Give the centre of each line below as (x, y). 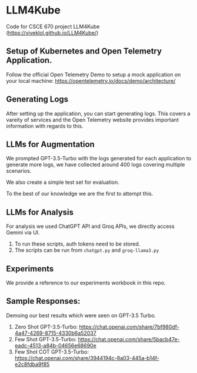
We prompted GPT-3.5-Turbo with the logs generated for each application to (99, 159)
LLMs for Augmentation (51, 144)
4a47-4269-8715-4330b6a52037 (56, 333)
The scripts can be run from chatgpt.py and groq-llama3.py (87, 250)
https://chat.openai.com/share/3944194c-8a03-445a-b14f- (87, 358)
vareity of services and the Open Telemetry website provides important (93, 120)
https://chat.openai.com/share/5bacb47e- (129, 339)
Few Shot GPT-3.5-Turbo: (46, 339)
